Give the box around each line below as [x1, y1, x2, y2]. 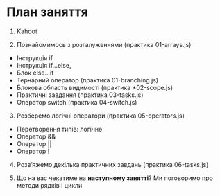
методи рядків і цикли [16, 181, 83, 189]
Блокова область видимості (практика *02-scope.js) [16, 83, 174, 91]
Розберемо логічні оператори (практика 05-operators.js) [16, 112, 185, 120]
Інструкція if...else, [16, 61, 71, 69]
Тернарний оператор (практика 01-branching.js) [16, 75, 159, 84]
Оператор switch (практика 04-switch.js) [16, 98, 137, 106]
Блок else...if [16, 69, 54, 77]
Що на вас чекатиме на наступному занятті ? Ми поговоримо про [16, 174, 213, 182]
